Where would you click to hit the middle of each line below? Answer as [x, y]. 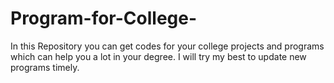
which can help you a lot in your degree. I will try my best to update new [158, 56]
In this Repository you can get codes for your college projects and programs [167, 46]
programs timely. [45, 67]
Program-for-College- [104, 18]
